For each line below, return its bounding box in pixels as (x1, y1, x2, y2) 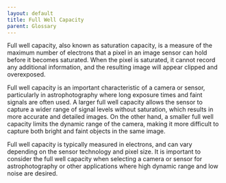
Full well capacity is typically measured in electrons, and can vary (7, 141, 193, 149)
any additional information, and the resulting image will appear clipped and (7, 63, 218, 72)
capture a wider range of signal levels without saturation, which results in (7, 105, 214, 113)
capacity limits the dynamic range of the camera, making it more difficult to (7, 120, 219, 128)
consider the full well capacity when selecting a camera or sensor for (7, 155, 203, 163)
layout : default (7, 10, 53, 17)
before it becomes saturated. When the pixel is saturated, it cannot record (7, 56, 216, 64)
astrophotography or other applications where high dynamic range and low (7, 162, 218, 171)
